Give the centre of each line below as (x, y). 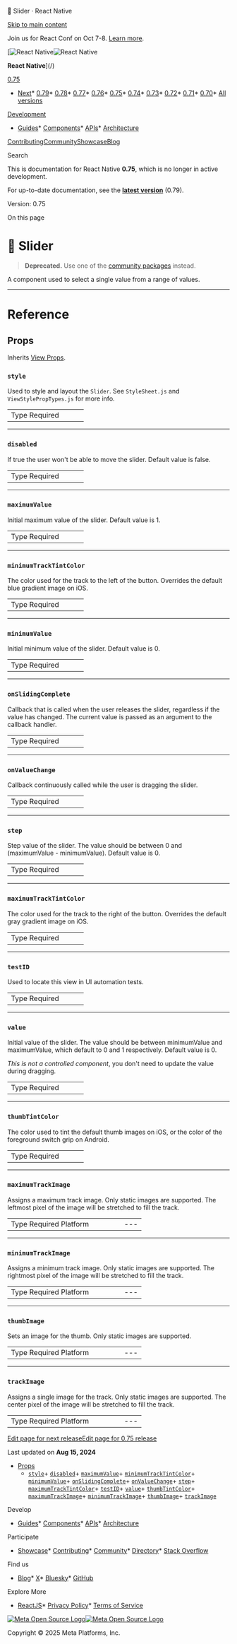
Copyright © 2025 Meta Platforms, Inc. (64, 1633)
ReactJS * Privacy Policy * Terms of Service (80, 1605)
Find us (18, 1564)
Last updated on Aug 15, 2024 (52, 1452)
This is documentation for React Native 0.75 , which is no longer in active (113, 169)
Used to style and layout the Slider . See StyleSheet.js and (93, 391)
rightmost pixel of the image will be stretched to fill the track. (96, 1276)
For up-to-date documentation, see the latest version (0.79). (96, 190)
